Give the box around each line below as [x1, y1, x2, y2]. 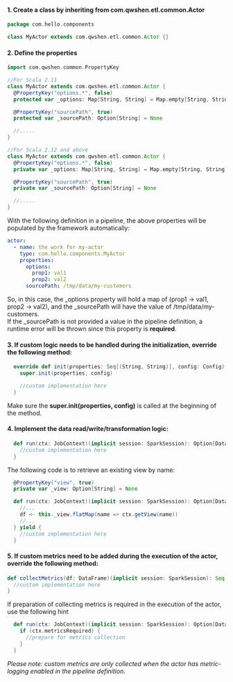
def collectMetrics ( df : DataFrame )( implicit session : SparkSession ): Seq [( [7, 574, 231, 582]
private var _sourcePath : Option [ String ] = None [13, 185, 157, 192]
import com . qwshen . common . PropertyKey [7, 64, 119, 71]
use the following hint [7, 608, 69, 616]
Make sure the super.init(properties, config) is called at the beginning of [7, 401, 217, 409]
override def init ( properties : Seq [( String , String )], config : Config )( [13, 364, 228, 371]
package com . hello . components [7, 21, 95, 28]
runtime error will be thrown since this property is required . [7, 325, 177, 333]
